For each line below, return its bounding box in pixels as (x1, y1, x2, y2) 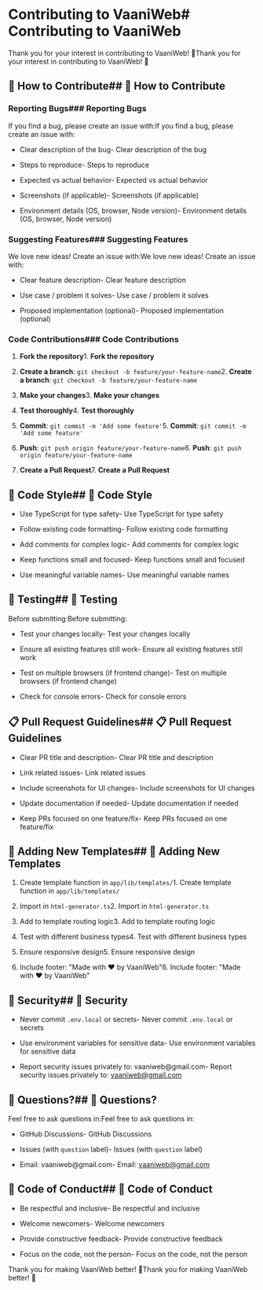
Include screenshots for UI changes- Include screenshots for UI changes (19, 783, 255, 792)
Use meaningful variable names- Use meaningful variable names (19, 570, 230, 580)
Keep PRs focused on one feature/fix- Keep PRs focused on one (19, 814, 228, 823)
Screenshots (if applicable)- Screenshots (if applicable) (19, 191, 199, 200)
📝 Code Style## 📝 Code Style (8, 488, 153, 502)
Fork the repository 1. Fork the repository (19, 352, 155, 361)
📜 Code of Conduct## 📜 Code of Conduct (8, 1183, 214, 1196)
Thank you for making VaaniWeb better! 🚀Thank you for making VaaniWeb (8, 1264, 248, 1273)
